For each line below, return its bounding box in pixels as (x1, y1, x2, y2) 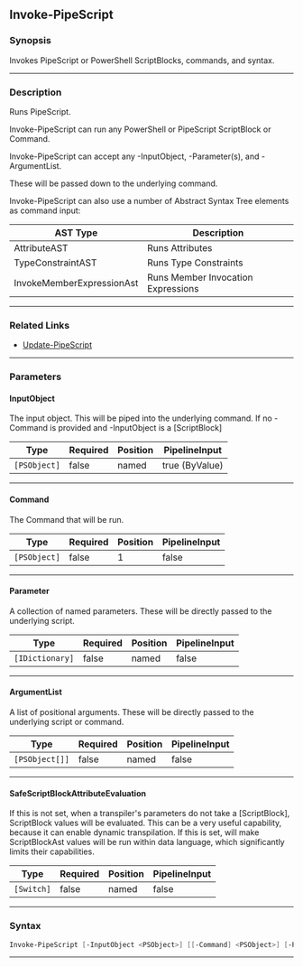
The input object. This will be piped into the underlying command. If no (9, 413, 272, 423)
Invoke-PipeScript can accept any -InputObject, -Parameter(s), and (9, 151, 260, 162)
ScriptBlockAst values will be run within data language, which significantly (9, 837, 286, 848)
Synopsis (9, 34, 51, 47)
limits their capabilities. (9, 846, 95, 857)
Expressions (147, 282, 199, 294)
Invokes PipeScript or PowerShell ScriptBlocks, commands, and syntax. (9, 54, 275, 66)
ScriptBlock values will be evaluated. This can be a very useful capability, (9, 817, 282, 829)
